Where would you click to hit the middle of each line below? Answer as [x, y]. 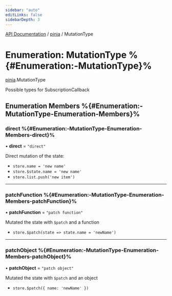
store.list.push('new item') [44, 177]
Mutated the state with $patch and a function [52, 222]
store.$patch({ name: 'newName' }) [51, 288]
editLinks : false [24, 15]
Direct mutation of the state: [35, 156]
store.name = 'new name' [39, 166]
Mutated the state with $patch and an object [52, 278]
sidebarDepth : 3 [23, 19]
